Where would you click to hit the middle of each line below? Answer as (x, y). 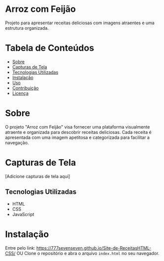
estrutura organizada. (27, 28)
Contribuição (25, 88)
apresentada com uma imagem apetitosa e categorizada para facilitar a (77, 137)
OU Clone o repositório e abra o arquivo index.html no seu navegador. (88, 253)
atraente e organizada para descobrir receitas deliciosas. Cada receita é (78, 132)
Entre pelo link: (20, 248)
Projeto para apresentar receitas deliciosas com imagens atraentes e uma (80, 23)
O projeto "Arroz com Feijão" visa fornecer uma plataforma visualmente (78, 127)
